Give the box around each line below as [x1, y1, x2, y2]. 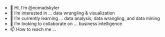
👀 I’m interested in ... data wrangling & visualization [9, 10, 115, 16]
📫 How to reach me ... [9, 26, 56, 32]
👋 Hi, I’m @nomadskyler [9, 5, 59, 10]
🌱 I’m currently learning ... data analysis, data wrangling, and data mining [9, 15, 160, 21]
